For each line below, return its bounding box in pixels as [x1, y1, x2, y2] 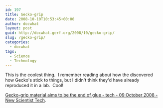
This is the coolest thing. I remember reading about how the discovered [5, 72, 153, 78]
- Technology [9, 58, 37, 63]
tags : [5, 49, 16, 54]
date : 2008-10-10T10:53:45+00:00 [5, 16, 75, 21]
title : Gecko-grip [5, 12, 43, 17]
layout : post [5, 26, 32, 31]
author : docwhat [5, 21, 39, 26]
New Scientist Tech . [5, 98, 46, 104]
